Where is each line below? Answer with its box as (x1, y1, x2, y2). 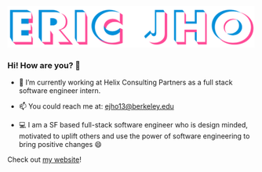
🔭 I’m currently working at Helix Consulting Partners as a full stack (18, 77, 233, 88)
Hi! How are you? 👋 (7, 60, 81, 71)
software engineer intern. (18, 86, 101, 95)
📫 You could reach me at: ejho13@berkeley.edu (18, 102, 174, 111)
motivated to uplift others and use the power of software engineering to (18, 131, 250, 141)
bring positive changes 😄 (18, 140, 103, 149)
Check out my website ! (7, 155, 82, 164)
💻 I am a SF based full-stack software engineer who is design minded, (18, 120, 248, 130)
